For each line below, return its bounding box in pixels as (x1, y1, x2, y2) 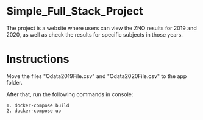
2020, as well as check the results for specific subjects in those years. (6, 30, 183, 38)
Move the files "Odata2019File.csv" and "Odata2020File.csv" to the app (6, 72, 187, 80)
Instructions (6, 52, 69, 66)
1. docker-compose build (6, 102, 69, 108)
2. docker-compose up (6, 108, 62, 114)
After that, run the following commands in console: (6, 90, 134, 98)
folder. (6, 79, 23, 86)
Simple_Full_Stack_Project (6, 4, 143, 18)
